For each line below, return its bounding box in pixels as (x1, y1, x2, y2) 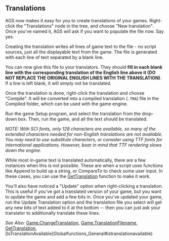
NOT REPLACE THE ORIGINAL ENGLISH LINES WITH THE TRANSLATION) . (5, 74, 162, 81)
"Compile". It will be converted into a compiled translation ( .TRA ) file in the (5, 95, 159, 101)
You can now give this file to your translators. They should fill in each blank (5, 64, 163, 70)
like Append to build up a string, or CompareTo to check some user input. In (5, 168, 163, 174)
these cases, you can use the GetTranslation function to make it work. (5, 173, 151, 179)
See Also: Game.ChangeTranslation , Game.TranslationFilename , (5, 220, 138, 226)
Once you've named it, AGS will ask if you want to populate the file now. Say (5, 28, 164, 34)
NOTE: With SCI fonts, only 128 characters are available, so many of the (5, 126, 156, 132)
